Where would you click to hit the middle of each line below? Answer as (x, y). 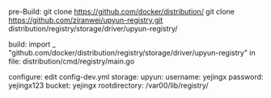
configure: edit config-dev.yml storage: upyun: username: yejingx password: (136, 77)
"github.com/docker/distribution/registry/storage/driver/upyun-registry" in (132, 53)
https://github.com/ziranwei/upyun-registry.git (86, 20)
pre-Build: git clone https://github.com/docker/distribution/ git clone (121, 12)
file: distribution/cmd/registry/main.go (72, 61)
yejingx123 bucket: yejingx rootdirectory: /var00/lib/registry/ (108, 85)
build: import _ (32, 44)
